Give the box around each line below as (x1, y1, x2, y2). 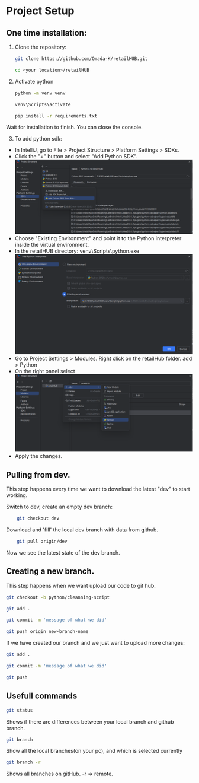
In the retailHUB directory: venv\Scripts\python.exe (14, 247, 140, 254)
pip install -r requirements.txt (14, 113, 98, 119)
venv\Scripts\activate (14, 101, 71, 107)
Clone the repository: (14, 43, 67, 50)
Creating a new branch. (6, 566, 95, 577)
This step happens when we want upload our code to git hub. (6, 582, 156, 589)
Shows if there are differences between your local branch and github (6, 718, 174, 725)
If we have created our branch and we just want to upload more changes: (6, 639, 185, 647)
